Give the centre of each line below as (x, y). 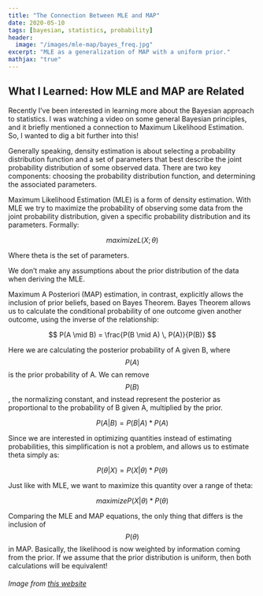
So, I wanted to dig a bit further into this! (74, 136)
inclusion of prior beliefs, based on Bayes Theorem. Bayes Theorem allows (130, 302)
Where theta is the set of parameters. (69, 255)
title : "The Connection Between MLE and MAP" (84, 15)
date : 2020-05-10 (37, 23)
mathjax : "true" (35, 60)
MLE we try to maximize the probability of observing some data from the (126, 208)
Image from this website (47, 583)
